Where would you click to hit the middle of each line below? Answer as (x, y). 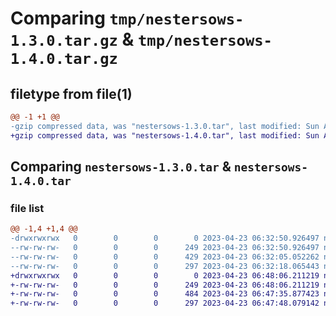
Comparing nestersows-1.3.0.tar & (121, 167)
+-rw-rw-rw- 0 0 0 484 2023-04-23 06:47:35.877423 (165, 294)
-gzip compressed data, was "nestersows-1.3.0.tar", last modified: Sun (165, 126)
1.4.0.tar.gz (64, 59)
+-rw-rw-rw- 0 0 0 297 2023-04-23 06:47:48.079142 (165, 303)
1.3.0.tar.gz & (72, 39)
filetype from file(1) (71, 93)
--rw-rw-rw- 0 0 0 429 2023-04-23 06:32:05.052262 (165, 257)
